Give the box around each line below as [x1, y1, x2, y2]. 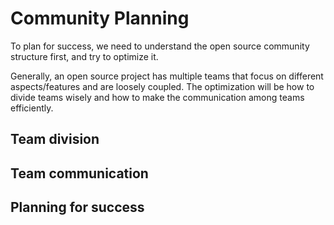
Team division [10, 131, 100, 148]
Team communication [10, 165, 149, 182]
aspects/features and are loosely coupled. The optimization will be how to [10, 80, 315, 92]
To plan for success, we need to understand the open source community [10, 40, 310, 52]
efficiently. [10, 102, 54, 114]
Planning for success [10, 199, 145, 216]
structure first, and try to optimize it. [10, 50, 159, 62]
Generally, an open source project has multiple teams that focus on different [10, 70, 324, 82]
